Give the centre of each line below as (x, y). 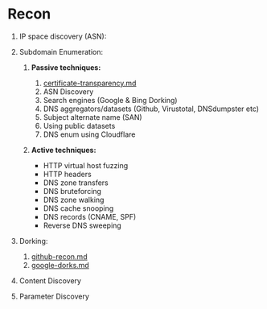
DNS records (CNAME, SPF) (90, 216)
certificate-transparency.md (90, 83)
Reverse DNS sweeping (82, 225)
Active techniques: (64, 150)
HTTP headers (67, 174)
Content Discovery (50, 280)
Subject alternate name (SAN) (92, 117)
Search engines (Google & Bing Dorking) (110, 100)
